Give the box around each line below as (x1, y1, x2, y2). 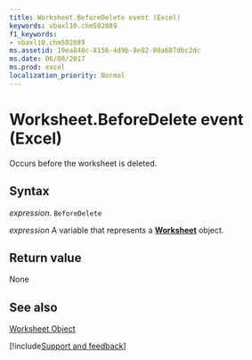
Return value (9, 250, 82, 266)
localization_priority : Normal (9, 71, 126, 80)
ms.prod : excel (9, 63, 66, 72)
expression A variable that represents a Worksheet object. (9, 225, 224, 235)
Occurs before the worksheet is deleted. (9, 158, 158, 168)
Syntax (9, 184, 50, 199)
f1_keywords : (9, 29, 58, 38)
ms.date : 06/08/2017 (9, 54, 86, 63)
